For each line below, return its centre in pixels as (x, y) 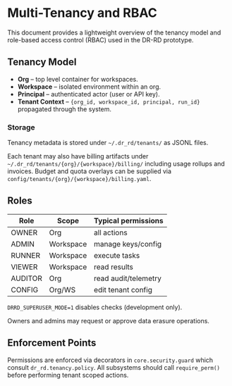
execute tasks (117, 255)
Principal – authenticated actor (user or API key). (88, 94)
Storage (21, 127)
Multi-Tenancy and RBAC (82, 13)
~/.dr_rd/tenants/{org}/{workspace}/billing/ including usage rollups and (116, 164)
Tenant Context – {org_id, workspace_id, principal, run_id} (109, 101)
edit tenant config (123, 289)
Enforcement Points (52, 343)
